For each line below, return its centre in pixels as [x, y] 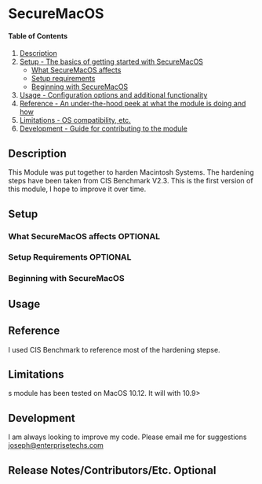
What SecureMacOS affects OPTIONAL [84, 236]
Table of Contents [38, 35]
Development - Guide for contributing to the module [104, 129]
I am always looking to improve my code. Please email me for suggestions [127, 437]
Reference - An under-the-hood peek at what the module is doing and [133, 104]
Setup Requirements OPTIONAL [70, 257]
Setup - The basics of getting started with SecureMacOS [111, 62]
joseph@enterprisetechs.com [56, 445]
